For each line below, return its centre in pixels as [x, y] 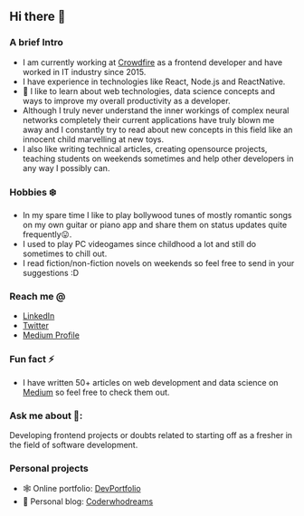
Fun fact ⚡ [32, 359]
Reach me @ [38, 296]
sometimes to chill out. [65, 253]
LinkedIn [38, 316]
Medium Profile [51, 335]
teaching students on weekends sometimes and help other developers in [158, 158]
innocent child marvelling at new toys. [93, 139]
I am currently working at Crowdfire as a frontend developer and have [152, 62]
